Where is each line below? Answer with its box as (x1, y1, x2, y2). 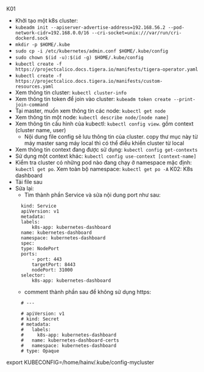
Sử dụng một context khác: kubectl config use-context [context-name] (15, 152, 197, 160)
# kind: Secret (21, 316, 60, 322)
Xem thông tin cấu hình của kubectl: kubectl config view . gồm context (15, 120, 194, 127)
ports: (21, 251, 38, 257)
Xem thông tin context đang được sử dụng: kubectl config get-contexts (15, 146, 198, 153)
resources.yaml (15, 83, 54, 89)
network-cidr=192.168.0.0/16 (15, 30, 90, 36)
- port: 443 (31, 256, 62, 262)
